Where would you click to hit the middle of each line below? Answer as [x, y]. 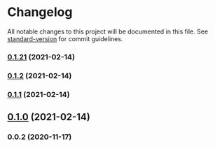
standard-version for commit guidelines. [65, 38]
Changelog [40, 12]
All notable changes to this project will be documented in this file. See [108, 31]
